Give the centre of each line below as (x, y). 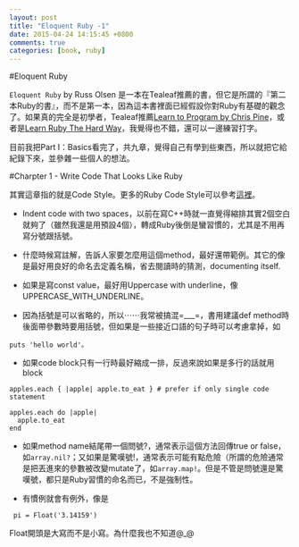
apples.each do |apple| (54, 413)
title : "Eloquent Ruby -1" (59, 26)
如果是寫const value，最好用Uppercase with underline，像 (130, 285)
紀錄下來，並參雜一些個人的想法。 (72, 158)
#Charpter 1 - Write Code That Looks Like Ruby (96, 176)
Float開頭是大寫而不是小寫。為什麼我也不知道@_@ (102, 534)
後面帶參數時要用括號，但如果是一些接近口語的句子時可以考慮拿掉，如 (151, 326)
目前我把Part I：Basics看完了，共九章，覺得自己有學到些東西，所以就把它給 (148, 147)
